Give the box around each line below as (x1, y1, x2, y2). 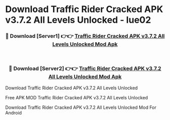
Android (5, 109, 22, 115)
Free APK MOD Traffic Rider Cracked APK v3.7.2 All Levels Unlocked (5, 94, 148, 100)
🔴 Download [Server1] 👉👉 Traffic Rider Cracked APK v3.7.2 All (5, 33, 165, 40)
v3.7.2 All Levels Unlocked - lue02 (5, 14, 151, 26)
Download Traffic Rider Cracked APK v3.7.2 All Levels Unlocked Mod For (5, 104, 157, 110)
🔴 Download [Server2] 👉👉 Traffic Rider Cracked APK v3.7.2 (9, 65, 161, 72)
